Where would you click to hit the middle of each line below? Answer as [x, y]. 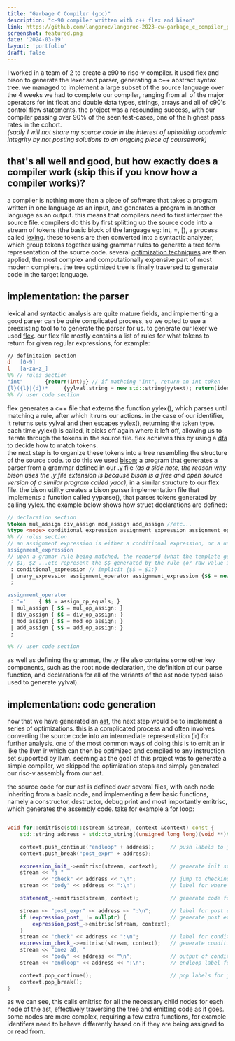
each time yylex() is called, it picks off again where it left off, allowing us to [115, 430]
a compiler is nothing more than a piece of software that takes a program [112, 200]
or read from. [26, 1031]
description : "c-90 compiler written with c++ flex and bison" [101, 20]
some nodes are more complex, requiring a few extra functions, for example [116, 1017]
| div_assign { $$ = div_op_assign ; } [67, 615]
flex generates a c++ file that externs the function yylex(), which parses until [117, 408]
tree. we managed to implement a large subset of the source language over [116, 87]
